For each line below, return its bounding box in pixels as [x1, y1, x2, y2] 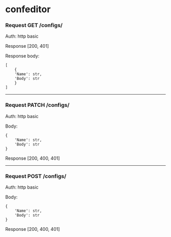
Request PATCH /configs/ [5, 102, 70, 109]
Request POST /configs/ [5, 172, 67, 180]
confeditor [5, 4, 51, 15]
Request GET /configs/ [5, 22, 63, 29]
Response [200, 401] [5, 43, 49, 49]
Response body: [5, 53, 40, 59]
